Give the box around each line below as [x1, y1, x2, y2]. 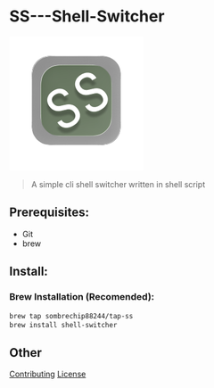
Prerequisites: [9, 205, 89, 220]
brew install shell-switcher [9, 321, 118, 330]
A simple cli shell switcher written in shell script [30, 178, 206, 189]
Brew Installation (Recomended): [9, 291, 155, 303]
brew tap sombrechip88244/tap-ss [9, 312, 134, 321]
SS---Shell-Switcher [9, 6, 165, 27]
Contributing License [9, 368, 86, 380]
